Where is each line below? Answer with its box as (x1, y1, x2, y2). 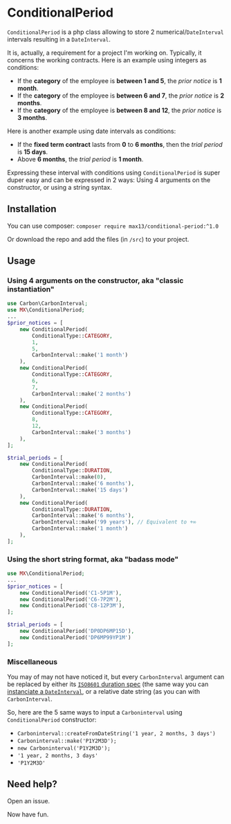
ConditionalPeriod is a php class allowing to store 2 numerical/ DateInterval (7, 28, 224, 36)
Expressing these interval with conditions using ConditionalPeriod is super (7, 168, 221, 177)
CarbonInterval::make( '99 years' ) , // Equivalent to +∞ (32, 519, 196, 526)
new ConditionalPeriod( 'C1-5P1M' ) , (19, 589, 122, 596)
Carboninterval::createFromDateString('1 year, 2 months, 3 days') (17, 731, 216, 737)
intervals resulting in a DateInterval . (7, 35, 111, 43)
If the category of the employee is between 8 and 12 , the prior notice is (17, 106, 222, 114)
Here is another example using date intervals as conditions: (7, 127, 176, 135)
